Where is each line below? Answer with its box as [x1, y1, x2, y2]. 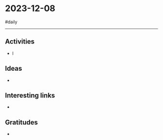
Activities [5, 37, 35, 46]
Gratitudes [5, 118, 38, 126]
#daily [5, 19, 18, 25]
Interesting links [5, 91, 55, 99]
